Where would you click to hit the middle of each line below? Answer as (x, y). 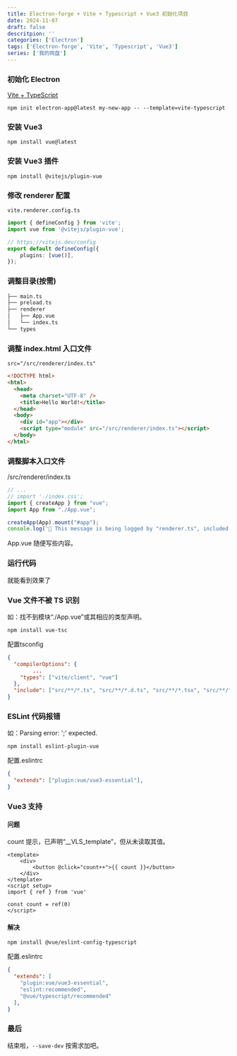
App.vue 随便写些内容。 (42, 543)
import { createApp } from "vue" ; (58, 503)
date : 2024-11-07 (33, 20)
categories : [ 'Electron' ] (45, 40)
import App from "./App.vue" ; (52, 509)
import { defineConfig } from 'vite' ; (64, 223)
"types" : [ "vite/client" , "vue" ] (69, 677)
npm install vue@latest (42, 142)
